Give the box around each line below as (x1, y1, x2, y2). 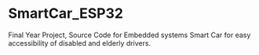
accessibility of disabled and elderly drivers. (8, 38, 151, 47)
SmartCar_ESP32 (8, 5, 124, 22)
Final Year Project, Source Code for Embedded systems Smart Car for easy (8, 30, 251, 40)
